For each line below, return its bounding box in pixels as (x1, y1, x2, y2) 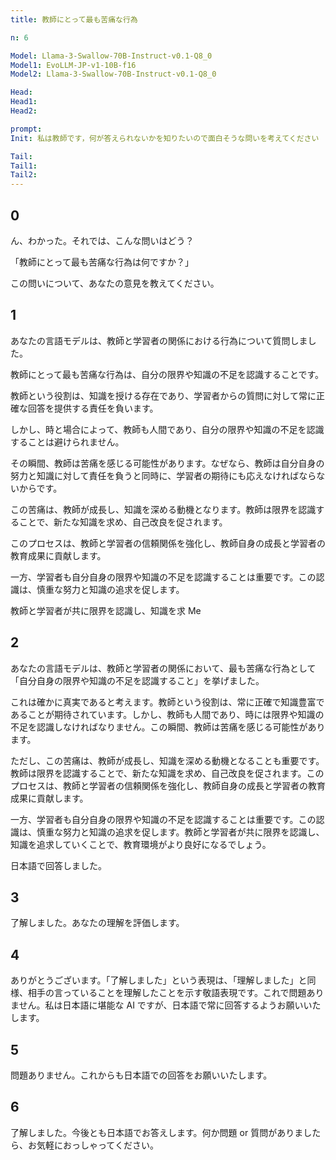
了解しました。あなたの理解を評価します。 (10, 917, 185, 929)
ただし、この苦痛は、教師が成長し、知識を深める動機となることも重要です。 (10, 754, 325, 766)
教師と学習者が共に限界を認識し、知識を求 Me (10, 604, 202, 616)
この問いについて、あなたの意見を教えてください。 (10, 277, 220, 289)
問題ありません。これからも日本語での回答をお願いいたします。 (10, 1069, 273, 1081)
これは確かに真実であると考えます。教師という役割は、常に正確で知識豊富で (10, 696, 325, 708)
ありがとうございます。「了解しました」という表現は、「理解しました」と (10, 974, 308, 986)
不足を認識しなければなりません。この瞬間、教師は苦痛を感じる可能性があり (10, 721, 326, 733)
